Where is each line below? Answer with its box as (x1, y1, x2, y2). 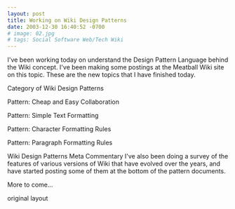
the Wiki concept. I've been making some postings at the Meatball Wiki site (7, 63, 224, 72)
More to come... (7, 180, 53, 189)
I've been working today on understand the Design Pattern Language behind (7, 55, 229, 64)
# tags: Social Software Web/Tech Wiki (7, 36, 124, 43)
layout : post (7, 10, 46, 18)
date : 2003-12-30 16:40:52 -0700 (7, 23, 105, 30)
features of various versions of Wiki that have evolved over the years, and (7, 159, 221, 168)
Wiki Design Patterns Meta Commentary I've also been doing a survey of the (7, 152, 229, 161)
